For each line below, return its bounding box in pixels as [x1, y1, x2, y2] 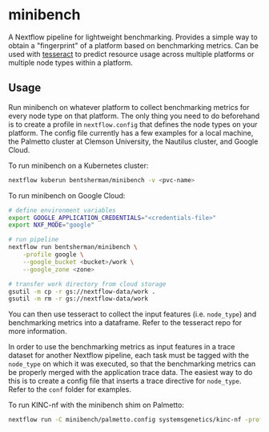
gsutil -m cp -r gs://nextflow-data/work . [8, 287, 156, 295]
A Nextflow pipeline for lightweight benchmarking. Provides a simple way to [8, 32, 258, 42]
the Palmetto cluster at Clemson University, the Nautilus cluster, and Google [8, 137, 259, 146]
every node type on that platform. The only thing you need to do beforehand [8, 111, 260, 120]
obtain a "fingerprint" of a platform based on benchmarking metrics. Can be [8, 40, 259, 50]
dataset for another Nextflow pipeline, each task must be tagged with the [8, 351, 250, 361]
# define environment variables [8, 206, 116, 214]
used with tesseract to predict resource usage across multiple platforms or [8, 49, 255, 59]
